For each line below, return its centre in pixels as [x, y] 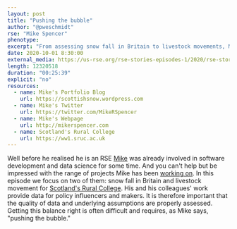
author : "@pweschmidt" [41, 27]
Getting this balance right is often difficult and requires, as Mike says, [108, 211]
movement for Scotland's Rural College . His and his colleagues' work [108, 188]
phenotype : [23, 40]
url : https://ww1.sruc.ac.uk [63, 138]
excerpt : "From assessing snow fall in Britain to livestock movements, [116, 47]
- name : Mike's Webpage [48, 118]
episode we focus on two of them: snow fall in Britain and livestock [104, 181]
